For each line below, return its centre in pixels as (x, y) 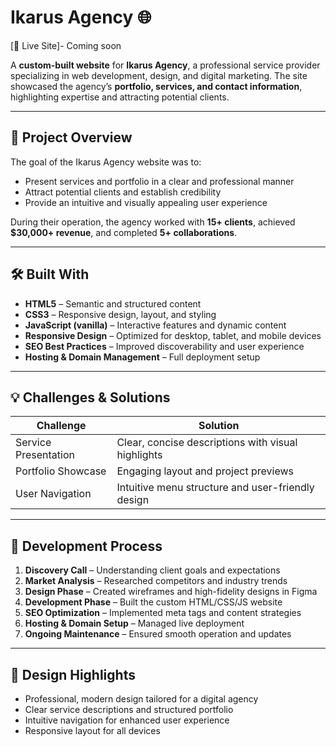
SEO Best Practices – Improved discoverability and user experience (164, 346)
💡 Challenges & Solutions (90, 397)
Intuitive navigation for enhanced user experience (127, 720)
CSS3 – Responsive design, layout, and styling (120, 314)
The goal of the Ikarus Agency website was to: (106, 162)
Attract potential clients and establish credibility (123, 192)
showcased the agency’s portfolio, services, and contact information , (156, 86)
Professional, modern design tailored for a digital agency (141, 699)
